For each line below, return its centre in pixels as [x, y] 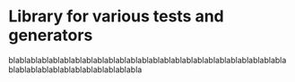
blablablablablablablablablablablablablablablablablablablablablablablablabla [147, 60]
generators [51, 35]
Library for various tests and [117, 16]
